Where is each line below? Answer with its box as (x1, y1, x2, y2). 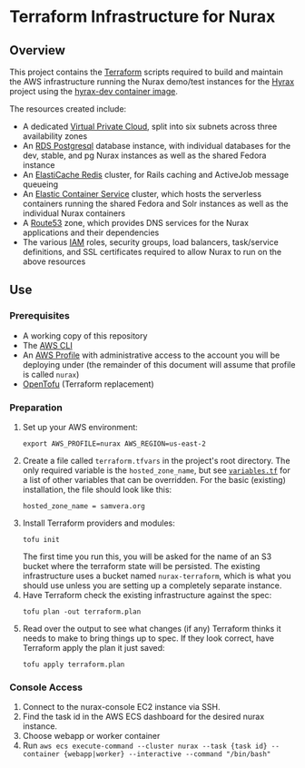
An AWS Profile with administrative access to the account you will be (22, 350, 280, 360)
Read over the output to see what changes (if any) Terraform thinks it (22, 623, 281, 634)
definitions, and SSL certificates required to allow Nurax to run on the (22, 247, 282, 257)
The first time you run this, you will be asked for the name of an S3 (22, 551, 272, 562)
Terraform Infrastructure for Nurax (9, 6, 276, 27)
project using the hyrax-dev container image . (9, 86, 179, 96)
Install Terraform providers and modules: (22, 517, 175, 528)
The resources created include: (9, 103, 127, 114)
